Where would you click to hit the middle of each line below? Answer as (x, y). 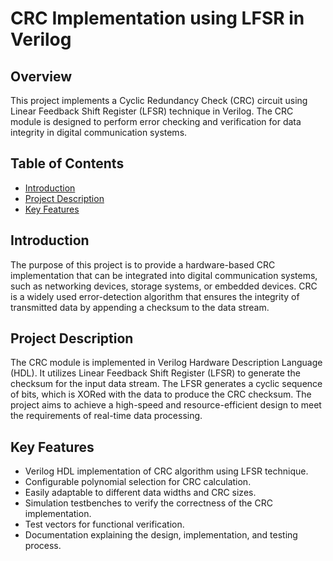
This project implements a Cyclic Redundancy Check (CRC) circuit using (159, 100)
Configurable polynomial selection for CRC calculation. (138, 482)
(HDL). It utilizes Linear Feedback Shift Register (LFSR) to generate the (155, 373)
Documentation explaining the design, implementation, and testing (161, 535)
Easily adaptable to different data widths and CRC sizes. (140, 493)
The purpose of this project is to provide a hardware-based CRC (143, 264)
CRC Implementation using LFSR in (157, 18)
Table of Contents (67, 163)
